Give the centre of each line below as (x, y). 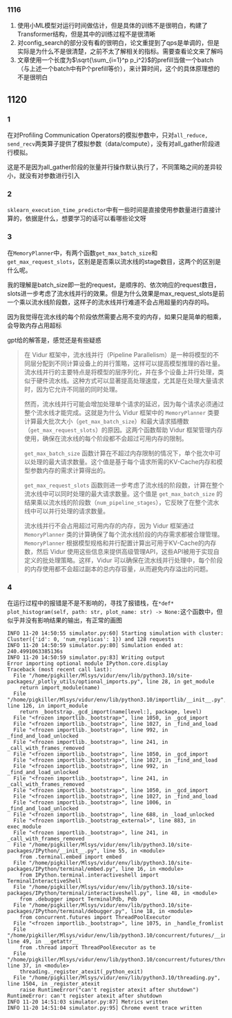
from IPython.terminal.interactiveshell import (89, 875)
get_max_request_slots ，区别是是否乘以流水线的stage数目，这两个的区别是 (114, 261)
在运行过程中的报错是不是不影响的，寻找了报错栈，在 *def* (90, 603)
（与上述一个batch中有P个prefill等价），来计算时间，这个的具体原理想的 (118, 69)
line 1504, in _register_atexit (54, 983)
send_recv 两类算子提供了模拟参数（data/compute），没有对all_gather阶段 (111, 144)
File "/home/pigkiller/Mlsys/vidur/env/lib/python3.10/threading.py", (117, 978)
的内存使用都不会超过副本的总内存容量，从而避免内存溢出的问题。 (118, 568)
